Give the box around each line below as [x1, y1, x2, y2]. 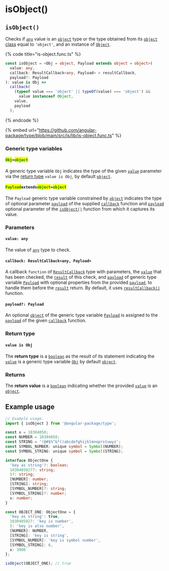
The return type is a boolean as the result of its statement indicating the [5, 353, 155, 359]
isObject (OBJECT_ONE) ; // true [5, 561, 71, 566]
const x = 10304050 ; [5, 430, 49, 435]
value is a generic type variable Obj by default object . [5, 358, 117, 364]
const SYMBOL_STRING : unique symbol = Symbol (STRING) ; [5, 448, 123, 454]
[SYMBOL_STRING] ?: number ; [10, 490, 67, 496]
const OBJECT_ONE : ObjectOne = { [5, 509, 76, 515]
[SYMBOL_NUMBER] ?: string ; [10, 486, 67, 491]
